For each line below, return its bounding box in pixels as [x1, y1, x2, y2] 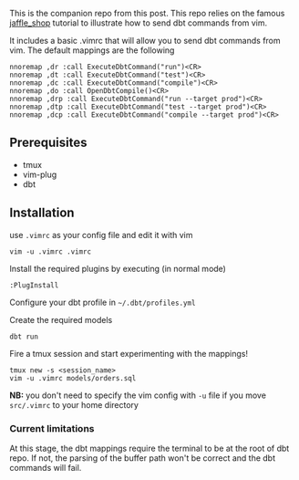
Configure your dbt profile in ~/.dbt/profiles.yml [9, 297, 196, 308]
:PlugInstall [9, 280, 59, 290]
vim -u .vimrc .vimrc [9, 246, 92, 256]
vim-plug [22, 169, 57, 180]
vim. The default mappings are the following [9, 45, 175, 56]
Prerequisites [9, 135, 88, 151]
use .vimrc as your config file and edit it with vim [9, 229, 193, 240]
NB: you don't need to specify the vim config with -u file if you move [9, 390, 267, 401]
